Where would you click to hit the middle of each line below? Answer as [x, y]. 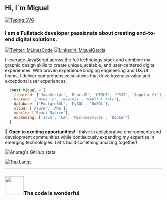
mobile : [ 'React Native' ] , [42, 113]
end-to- [146, 33]
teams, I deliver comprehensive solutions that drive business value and [78, 76]
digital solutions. [36, 39]
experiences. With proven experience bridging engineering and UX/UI [77, 70]
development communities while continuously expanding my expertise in [80, 137]
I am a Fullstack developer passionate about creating [70, 33]
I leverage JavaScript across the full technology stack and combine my [78, 60]
